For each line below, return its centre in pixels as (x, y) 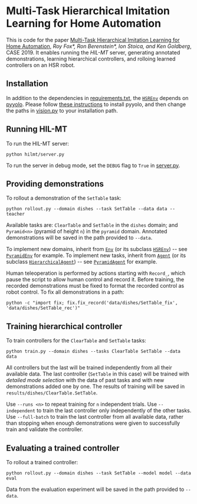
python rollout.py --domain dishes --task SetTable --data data (87, 209)
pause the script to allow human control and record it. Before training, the (95, 280)
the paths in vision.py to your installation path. (62, 110)
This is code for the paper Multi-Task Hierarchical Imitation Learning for (93, 40)
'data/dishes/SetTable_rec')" (43, 308)
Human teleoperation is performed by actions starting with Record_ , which (96, 273)
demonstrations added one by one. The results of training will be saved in (96, 387)
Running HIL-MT (37, 129)
